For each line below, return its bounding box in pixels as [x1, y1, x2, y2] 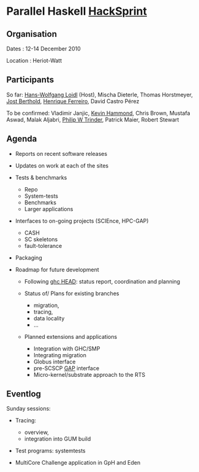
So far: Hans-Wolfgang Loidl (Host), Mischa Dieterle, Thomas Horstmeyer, [6, 91, 193, 98]
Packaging [15, 253, 42, 261]
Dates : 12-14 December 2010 [6, 45, 81, 52]
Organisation [6, 29, 57, 39]
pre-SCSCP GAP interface [33, 364, 100, 372]
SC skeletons [24, 235, 58, 243]
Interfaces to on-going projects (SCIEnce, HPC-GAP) [15, 217, 149, 225]
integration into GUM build [24, 435, 91, 443]
